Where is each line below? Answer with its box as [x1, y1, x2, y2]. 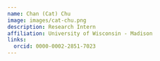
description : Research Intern [7, 23, 97, 30]
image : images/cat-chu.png [7, 17, 87, 24]
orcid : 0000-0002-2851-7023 [13, 43, 97, 50]
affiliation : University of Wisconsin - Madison [7, 29, 153, 37]
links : [7, 36, 27, 43]
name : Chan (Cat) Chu [7, 10, 71, 18]
